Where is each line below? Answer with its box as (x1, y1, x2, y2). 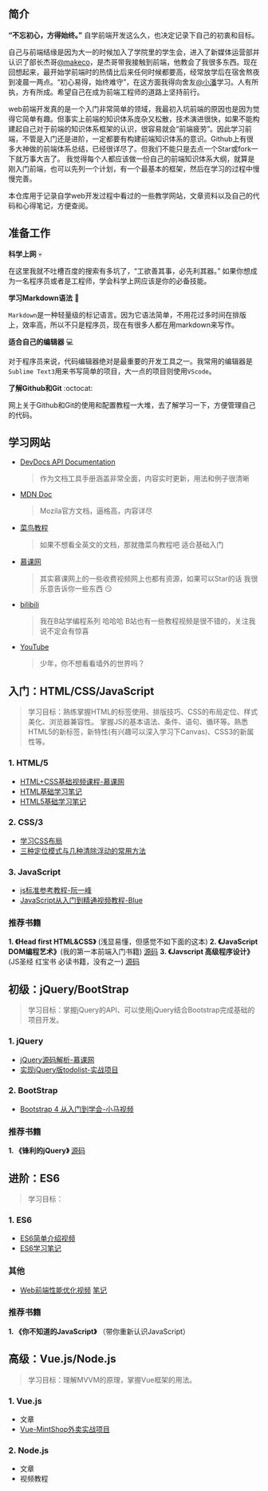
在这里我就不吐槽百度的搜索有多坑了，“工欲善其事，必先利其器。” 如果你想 (8, 266, 251, 275)
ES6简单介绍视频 (19, 1233, 76, 1243)
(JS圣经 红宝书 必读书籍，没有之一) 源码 (8, 957, 140, 967)
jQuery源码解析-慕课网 (19, 1055, 95, 1064)
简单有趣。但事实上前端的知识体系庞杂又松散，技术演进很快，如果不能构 (22, 114, 260, 124)
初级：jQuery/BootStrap (8, 982, 129, 996)
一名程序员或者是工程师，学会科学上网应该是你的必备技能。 (14, 276, 211, 286)
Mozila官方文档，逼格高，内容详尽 (39, 506, 153, 516)
